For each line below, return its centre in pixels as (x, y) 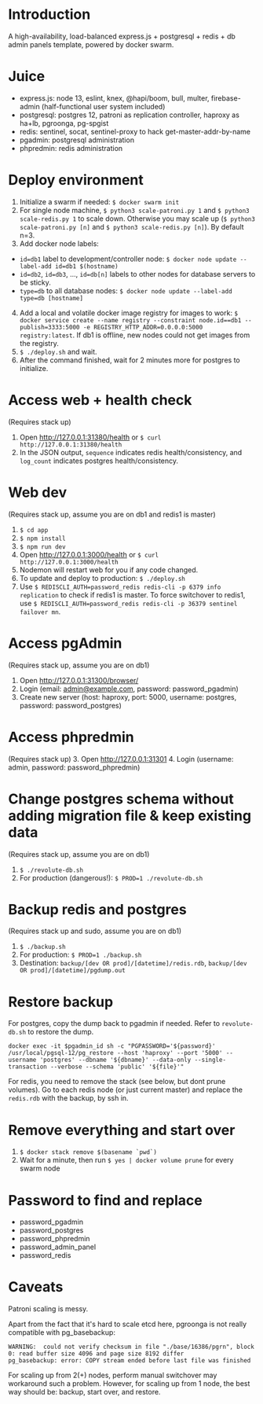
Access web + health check (100, 400)
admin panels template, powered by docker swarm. (91, 44)
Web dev (38, 492)
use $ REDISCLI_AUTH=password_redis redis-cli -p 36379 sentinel (128, 603)
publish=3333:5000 (49, 327)
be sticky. (35, 282)
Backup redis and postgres (97, 909)
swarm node (40, 1168)
